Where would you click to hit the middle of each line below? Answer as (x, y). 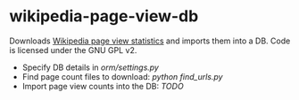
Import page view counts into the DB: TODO (103, 86)
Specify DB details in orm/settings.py (90, 67)
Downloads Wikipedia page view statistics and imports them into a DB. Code (150, 41)
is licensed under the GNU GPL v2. (73, 50)
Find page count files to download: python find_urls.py (122, 76)
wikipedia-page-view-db (104, 16)
